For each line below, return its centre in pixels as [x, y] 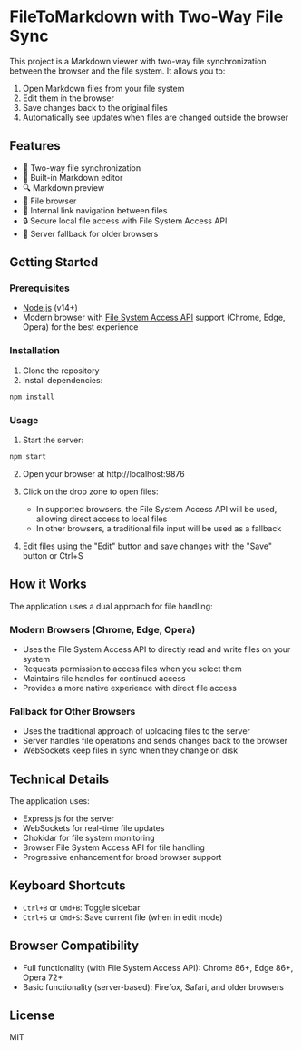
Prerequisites [39, 288]
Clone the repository [61, 371]
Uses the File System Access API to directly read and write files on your [156, 649]
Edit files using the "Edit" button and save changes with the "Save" [147, 546]
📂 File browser [49, 201]
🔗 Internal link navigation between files [95, 210]
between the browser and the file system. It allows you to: [117, 71]
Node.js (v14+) [50, 308]
